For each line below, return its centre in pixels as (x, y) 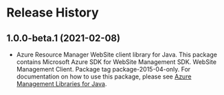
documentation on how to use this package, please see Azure (104, 76)
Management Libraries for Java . (61, 84)
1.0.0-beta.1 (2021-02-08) (64, 38)
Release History (53, 13)
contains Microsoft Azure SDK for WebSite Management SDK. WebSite (116, 62)
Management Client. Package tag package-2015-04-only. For (103, 69)
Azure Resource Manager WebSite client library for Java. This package (117, 54)
